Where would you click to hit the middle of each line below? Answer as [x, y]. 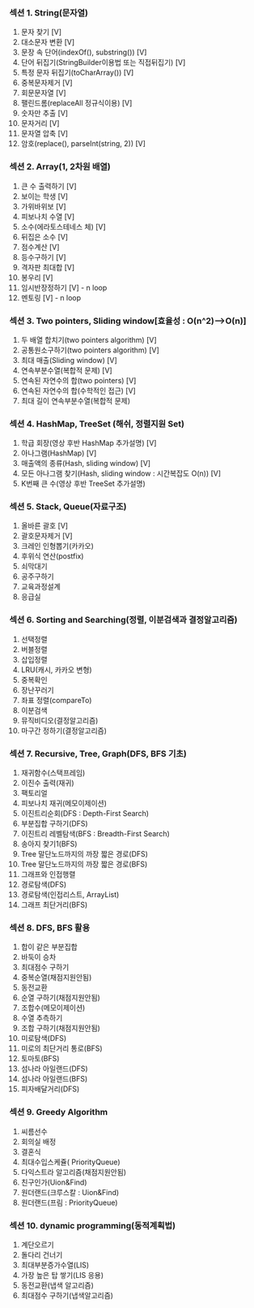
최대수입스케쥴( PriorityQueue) [70, 1162]
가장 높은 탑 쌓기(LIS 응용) [62, 1275]
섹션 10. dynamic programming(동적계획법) [93, 1225]
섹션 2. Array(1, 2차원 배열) [60, 166]
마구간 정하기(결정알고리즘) [64, 730]
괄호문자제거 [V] [47, 536]
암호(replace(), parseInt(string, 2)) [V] [83, 144]
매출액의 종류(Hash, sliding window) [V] [86, 464]
